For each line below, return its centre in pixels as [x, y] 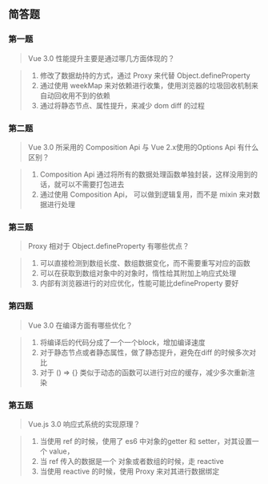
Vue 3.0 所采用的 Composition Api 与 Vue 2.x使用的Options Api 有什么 [143, 147]
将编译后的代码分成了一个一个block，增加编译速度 [122, 342]
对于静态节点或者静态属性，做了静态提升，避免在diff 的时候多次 [144, 352]
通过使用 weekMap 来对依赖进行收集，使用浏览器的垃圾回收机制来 [149, 85]
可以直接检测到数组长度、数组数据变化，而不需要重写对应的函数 [145, 263]
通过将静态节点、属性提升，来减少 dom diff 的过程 [122, 105]
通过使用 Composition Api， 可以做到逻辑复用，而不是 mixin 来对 [146, 194]
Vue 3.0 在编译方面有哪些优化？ [80, 325]
